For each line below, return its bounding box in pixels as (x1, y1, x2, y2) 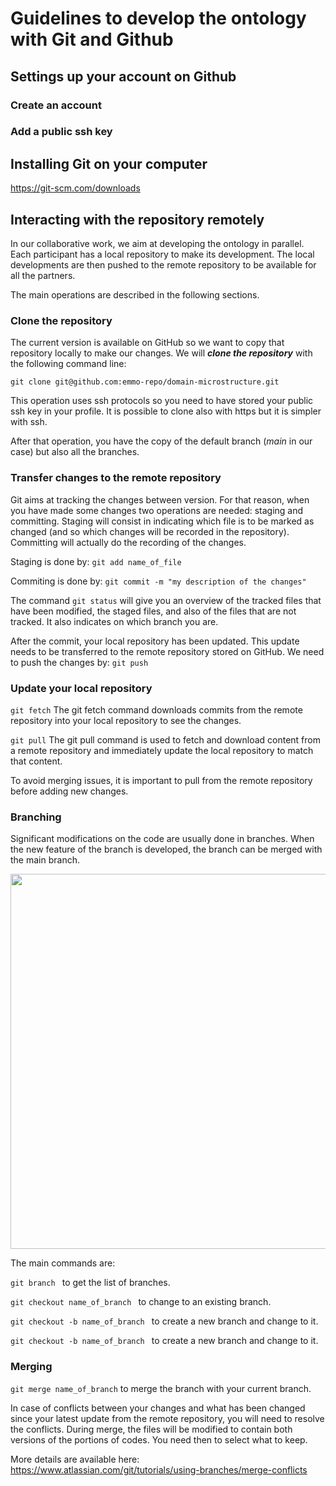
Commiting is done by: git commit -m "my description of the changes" (10, 575, 307, 587)
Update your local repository (10, 681, 153, 695)
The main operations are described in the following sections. (10, 289, 260, 301)
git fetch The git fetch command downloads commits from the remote (10, 703, 303, 716)
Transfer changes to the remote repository (10, 471, 222, 485)
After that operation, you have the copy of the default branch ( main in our (10, 435, 313, 447)
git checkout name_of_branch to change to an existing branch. (10, 1296, 272, 1308)
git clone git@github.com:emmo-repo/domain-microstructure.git (10, 377, 280, 387)
